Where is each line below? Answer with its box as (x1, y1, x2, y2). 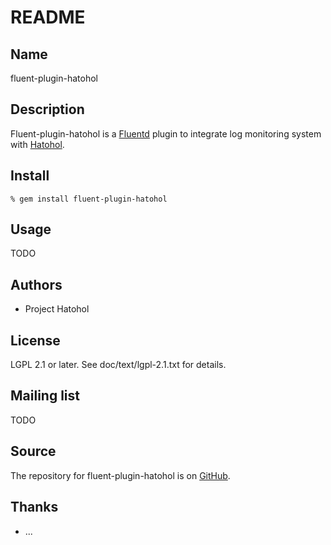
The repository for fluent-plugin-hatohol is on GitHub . (10, 469, 231, 481)
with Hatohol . (10, 138, 65, 150)
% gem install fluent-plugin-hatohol (10, 194, 168, 204)
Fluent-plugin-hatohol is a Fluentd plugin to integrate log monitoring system (10, 127, 322, 140)
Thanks (10, 499, 59, 516)
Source (10, 443, 57, 460)
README (10, 6, 86, 29)
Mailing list (10, 387, 80, 405)
